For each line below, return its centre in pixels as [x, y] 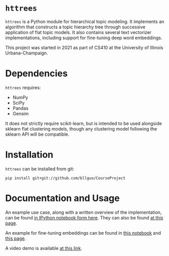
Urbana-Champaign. [27, 53]
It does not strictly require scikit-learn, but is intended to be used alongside [83, 123]
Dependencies [36, 73]
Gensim [20, 113]
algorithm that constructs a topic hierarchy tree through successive [75, 27]
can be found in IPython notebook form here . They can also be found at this [84, 217]
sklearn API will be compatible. [37, 134]
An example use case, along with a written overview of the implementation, [83, 212]
